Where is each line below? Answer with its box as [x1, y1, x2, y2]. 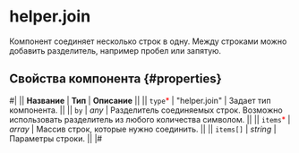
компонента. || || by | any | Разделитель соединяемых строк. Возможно [9, 105, 284, 115]
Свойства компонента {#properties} [9, 72, 222, 87]
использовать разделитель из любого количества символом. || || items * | [9, 114, 291, 124]
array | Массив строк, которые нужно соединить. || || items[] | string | [9, 123, 277, 134]
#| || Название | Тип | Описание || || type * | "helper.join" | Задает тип [9, 95, 271, 106]
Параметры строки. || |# [9, 132, 103, 144]
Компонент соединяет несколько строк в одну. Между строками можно [9, 36, 287, 47]
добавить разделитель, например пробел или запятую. [9, 45, 222, 55]
